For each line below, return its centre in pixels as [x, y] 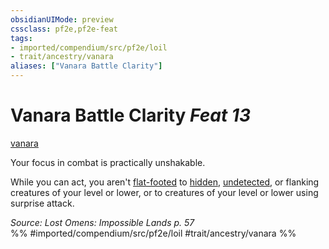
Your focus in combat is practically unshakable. [108, 162]
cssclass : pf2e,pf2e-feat [64, 29]
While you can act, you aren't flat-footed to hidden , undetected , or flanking [165, 182]
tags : [21, 38]
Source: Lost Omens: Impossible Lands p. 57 [102, 222]
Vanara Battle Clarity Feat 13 [130, 115]
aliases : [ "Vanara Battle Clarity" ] [86, 66]
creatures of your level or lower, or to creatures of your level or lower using [164, 192]
